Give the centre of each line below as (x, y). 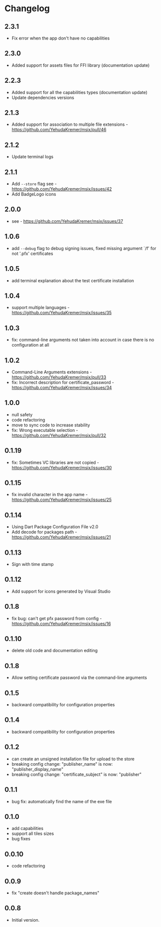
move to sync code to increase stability (51, 425)
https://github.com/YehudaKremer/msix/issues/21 (61, 537)
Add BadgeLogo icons (34, 194)
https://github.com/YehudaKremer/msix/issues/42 (62, 189)
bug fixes (21, 839)
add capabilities (27, 829)
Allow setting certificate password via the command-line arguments (79, 677)
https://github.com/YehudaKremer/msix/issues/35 (62, 313)
